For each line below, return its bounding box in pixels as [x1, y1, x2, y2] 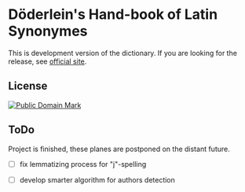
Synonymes [8, 22, 88, 40]
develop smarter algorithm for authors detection [19, 175, 175, 184]
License [8, 79, 48, 93]
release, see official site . [8, 57, 87, 66]
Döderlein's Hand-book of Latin [8, 6, 218, 24]
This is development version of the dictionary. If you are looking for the [8, 48, 238, 57]
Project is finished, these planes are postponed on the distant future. [8, 144, 230, 153]
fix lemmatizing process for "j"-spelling [19, 159, 147, 168]
